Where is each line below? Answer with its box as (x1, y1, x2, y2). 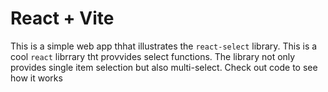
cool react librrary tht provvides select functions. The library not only (10, 50, 296, 62)
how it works (10, 72, 63, 84)
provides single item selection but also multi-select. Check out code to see (10, 61, 318, 73)
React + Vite (10, 7, 115, 30)
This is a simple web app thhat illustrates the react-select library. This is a (10, 40, 318, 52)
